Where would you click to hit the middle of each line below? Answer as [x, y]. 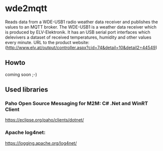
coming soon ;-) [21, 74]
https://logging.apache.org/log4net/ [41, 143]
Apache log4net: [25, 133]
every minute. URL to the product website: [47, 42]
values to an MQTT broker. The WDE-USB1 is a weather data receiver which [81, 27]
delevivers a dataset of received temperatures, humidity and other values [78, 37]
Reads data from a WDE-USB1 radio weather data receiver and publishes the [81, 22]
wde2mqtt [26, 8]
